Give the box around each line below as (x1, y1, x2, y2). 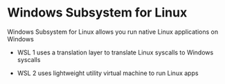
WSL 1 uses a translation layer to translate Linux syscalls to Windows (17, 48, 214, 56)
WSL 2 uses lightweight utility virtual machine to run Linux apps (17, 69, 199, 77)
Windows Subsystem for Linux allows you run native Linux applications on (7, 28, 219, 36)
